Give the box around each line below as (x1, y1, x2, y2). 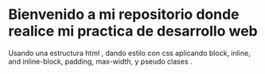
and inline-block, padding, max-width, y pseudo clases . (8, 57, 193, 66)
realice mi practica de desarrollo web (8, 22, 258, 40)
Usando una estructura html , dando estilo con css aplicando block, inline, (8, 48, 251, 57)
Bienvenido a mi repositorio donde (8, 6, 240, 24)
